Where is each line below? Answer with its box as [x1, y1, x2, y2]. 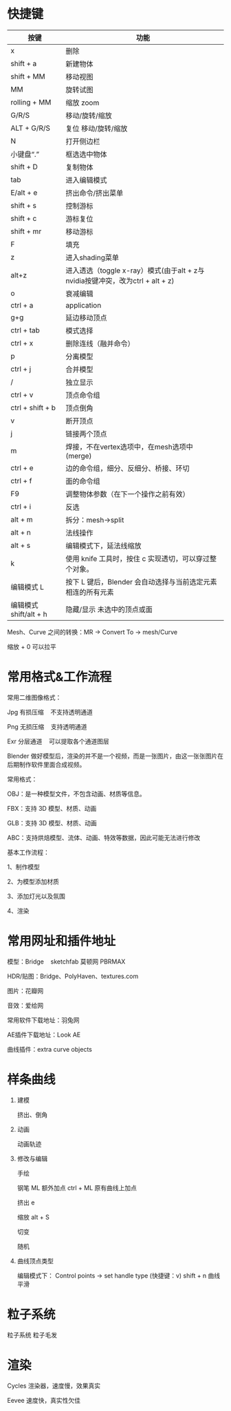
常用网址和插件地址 [7, 933, 116, 949]
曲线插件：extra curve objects [7, 1045, 93, 1053]
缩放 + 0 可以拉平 [7, 642, 56, 650]
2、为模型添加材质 [7, 877, 60, 885]
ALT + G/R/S [10, 123, 50, 133]
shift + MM [10, 72, 46, 81]
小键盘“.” [10, 149, 40, 159]
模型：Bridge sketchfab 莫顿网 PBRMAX [7, 957, 126, 966]
